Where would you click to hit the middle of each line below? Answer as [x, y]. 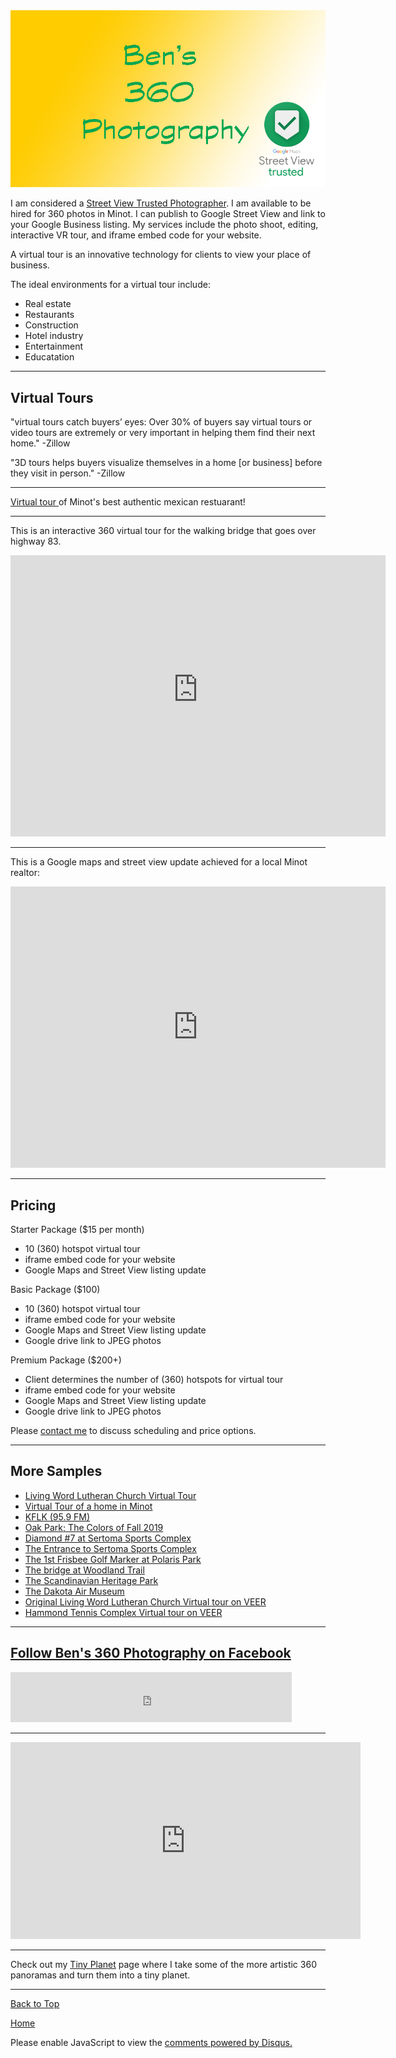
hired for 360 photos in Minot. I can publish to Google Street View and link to [168, 214]
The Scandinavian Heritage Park [91, 1580]
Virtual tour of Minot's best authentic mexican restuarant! [128, 502]
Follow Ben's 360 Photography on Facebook [151, 1653]
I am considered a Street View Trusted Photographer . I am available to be [161, 203]
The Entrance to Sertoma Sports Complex [110, 1548]
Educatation [49, 357]
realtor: [25, 873]
